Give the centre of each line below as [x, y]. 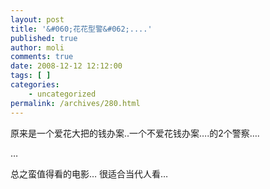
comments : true [42, 57]
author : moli [37, 47]
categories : [35, 85]
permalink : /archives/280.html [75, 103]
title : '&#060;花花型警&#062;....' [81, 29]
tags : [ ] [31, 76]
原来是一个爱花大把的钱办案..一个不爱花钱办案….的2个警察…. [135, 133]
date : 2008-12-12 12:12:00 [66, 66]
